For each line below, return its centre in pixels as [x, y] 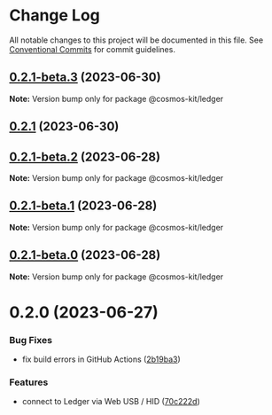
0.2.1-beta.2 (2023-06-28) [85, 157]
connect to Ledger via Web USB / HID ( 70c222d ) [111, 402]
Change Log [54, 16]
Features [29, 382]
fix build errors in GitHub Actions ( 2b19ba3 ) [101, 359]
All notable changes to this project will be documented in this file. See [136, 40]
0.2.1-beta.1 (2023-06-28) [83, 206]
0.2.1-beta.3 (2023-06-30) [85, 78]
